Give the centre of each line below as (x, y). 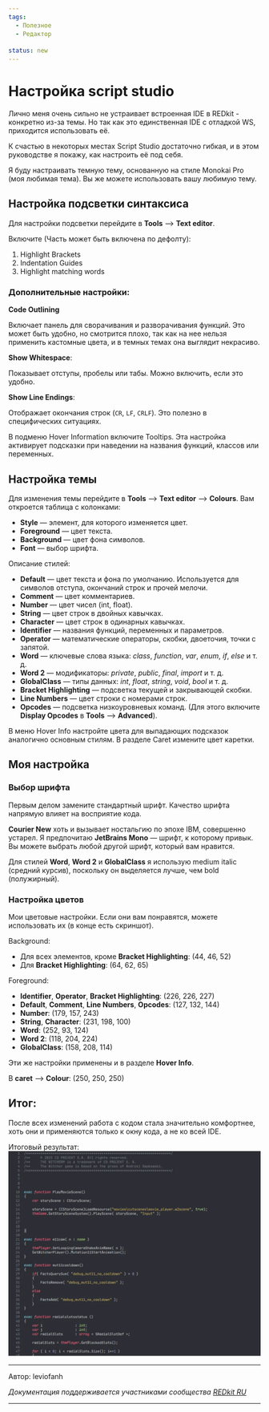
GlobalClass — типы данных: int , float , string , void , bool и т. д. (124, 681)
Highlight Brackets (50, 254)
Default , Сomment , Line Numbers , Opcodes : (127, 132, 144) (120, 1004)
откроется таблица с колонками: (64, 507)
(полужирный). (34, 879)
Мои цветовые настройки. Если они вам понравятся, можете (113, 916)
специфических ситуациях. (55, 422)
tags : (17, 17)
